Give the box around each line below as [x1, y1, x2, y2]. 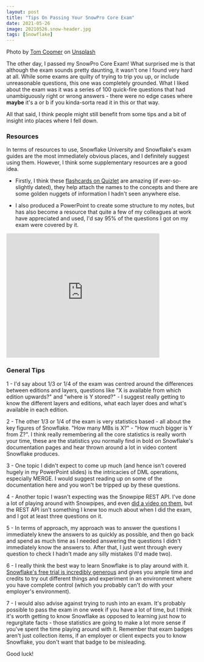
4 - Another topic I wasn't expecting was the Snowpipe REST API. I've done [6, 493, 196, 500]
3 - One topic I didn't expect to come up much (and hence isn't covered [6, 462, 186, 469]
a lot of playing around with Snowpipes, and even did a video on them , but [6, 500, 193, 507]
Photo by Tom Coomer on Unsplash [6, 48, 96, 55]
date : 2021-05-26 [6, 20, 51, 26]
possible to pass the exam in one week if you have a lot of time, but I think [6, 606, 192, 613]
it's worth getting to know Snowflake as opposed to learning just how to [6, 612, 187, 619]
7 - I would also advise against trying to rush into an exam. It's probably [6, 599, 186, 607]
